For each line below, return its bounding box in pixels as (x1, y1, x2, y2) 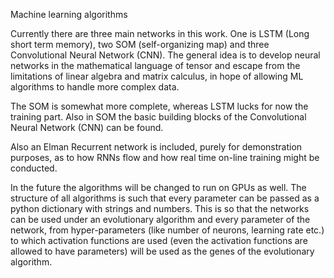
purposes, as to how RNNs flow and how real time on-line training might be (10, 152, 320, 163)
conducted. (10, 162, 58, 174)
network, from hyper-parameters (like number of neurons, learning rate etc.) (10, 224, 325, 236)
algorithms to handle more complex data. (10, 81, 180, 93)
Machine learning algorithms (10, 9, 128, 20)
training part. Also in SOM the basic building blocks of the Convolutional (10, 111, 307, 123)
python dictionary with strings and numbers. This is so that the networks (10, 203, 310, 214)
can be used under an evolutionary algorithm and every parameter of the (10, 214, 311, 225)
